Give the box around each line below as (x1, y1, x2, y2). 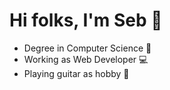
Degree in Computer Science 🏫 (23, 42, 152, 54)
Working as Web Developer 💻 (23, 53, 149, 65)
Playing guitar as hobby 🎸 (23, 67, 130, 79)
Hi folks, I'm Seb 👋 (9, 9, 163, 32)
